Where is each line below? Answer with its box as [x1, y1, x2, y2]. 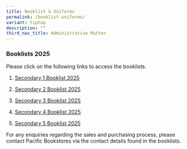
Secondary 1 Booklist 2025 [14, 74, 80, 82]
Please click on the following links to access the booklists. [6, 63, 147, 70]
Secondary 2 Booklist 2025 [14, 86, 81, 93]
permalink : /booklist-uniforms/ [6, 14, 85, 20]
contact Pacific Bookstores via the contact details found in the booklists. [6, 137, 181, 144]
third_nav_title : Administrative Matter [6, 31, 107, 36]
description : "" [6, 25, 46, 31]
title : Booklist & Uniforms [6, 8, 75, 15]
